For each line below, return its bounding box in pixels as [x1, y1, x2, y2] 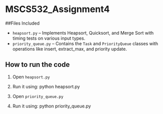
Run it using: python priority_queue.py [12, 103, 91, 109]
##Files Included [5, 20, 40, 26]
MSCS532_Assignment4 [5, 4, 110, 15]
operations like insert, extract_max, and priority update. [12, 46, 127, 52]
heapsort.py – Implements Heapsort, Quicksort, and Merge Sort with [12, 30, 154, 36]
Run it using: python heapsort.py [12, 83, 80, 89]
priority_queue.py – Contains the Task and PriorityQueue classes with [12, 40, 158, 46]
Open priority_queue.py [12, 93, 64, 99]
